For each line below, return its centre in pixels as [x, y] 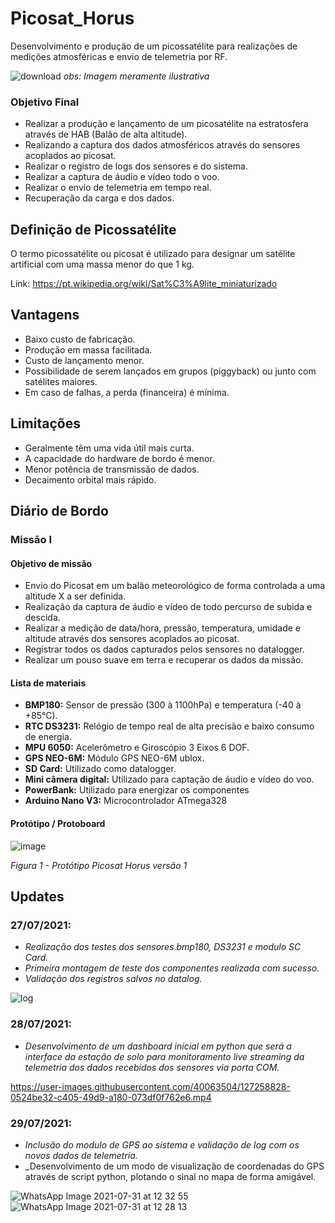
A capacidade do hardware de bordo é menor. [119, 458]
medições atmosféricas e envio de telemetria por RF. [119, 56]
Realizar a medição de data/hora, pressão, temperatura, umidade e [162, 628]
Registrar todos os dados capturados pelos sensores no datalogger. [164, 649]
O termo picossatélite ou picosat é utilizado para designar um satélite [153, 254]
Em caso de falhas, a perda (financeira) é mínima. [127, 392]
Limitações [45, 423]
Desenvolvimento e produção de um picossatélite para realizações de [154, 46]
